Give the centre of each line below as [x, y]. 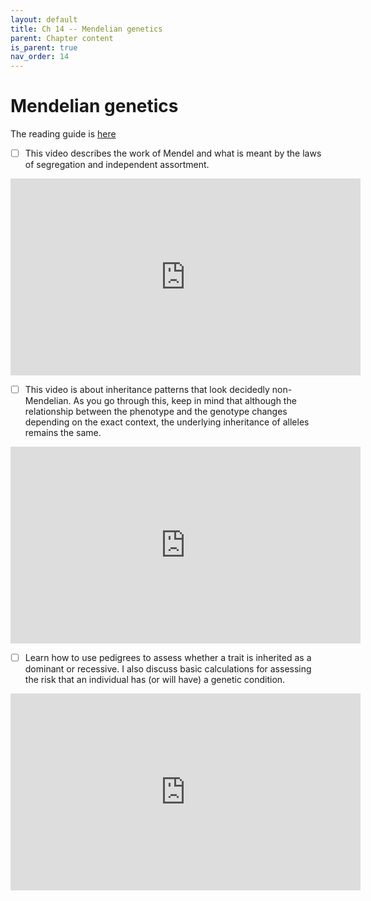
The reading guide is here [63, 134]
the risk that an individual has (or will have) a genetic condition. [155, 680]
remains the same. [63, 433]
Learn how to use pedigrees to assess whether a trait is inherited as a [168, 658]
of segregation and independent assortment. [117, 165]
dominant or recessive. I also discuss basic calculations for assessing [168, 669]
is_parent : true [44, 47]
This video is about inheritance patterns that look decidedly [147, 390]
